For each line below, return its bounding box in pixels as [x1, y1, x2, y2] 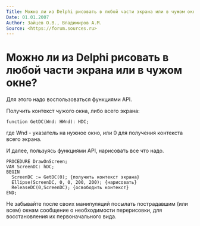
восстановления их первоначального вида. [6, 213, 117, 220]
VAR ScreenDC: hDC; [6, 164, 55, 170]
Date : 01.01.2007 [6, 14, 49, 20]
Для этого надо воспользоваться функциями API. [6, 96, 132, 103]
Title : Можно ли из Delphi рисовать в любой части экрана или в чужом [6, 8, 185, 15]
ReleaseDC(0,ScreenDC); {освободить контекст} [11, 185, 129, 191]
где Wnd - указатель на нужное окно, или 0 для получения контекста [6, 129, 183, 137]
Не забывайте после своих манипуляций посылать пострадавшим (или [6, 200, 189, 208]
